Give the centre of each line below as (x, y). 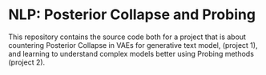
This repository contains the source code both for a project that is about (127, 37)
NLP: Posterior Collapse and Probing (132, 15)
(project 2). (27, 62)
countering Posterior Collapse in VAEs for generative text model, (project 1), (133, 45)
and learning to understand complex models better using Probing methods (131, 53)
